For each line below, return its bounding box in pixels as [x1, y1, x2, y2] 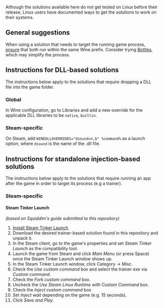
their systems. [5, 15, 34, 20]
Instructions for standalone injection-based [5, 155, 140, 163]
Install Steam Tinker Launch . [12, 225, 70, 231]
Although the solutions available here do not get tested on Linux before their [5, 4, 158, 10]
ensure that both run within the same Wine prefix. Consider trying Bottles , [5, 46, 153, 53]
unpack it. [12, 236, 33, 241]
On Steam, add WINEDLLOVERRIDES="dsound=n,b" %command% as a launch [5, 136, 145, 142]
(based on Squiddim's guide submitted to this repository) [5, 216, 120, 221]
